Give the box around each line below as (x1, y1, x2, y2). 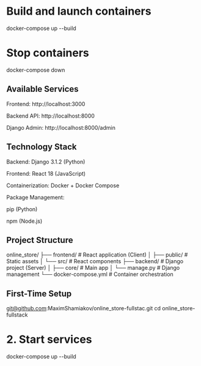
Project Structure (6, 234, 73, 245)
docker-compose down (6, 66, 65, 73)
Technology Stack (6, 142, 77, 152)
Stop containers (6, 46, 90, 60)
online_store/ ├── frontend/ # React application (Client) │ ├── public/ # (6, 251, 188, 258)
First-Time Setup (6, 288, 72, 299)
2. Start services (6, 332, 92, 346)
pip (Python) (6, 205, 38, 212)
